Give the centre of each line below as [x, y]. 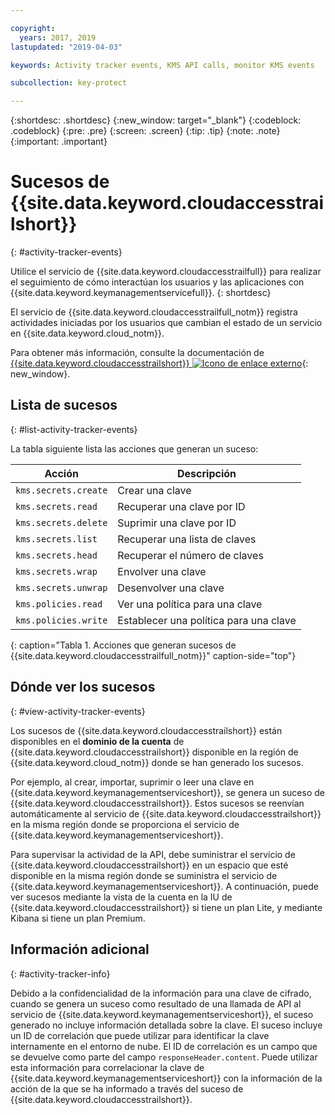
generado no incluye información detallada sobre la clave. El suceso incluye [166, 1025]
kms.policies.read [59, 604]
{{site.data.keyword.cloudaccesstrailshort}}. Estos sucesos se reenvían [157, 803]
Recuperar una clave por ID [181, 506]
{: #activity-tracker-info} [60, 973]
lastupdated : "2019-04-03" [66, 47]
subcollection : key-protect [69, 83]
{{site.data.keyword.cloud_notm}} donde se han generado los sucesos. [157, 762]
